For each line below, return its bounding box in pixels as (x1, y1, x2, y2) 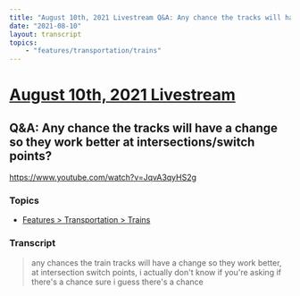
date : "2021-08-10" (9, 21, 82, 30)
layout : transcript (9, 30, 82, 38)
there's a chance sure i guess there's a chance (30, 276, 204, 287)
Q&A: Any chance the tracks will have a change (9, 120, 279, 135)
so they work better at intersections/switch (9, 134, 255, 149)
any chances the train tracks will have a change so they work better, (30, 257, 282, 268)
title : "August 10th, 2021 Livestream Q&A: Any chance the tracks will (9, 13, 281, 22)
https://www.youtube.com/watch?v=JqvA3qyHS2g (9, 172, 197, 183)
